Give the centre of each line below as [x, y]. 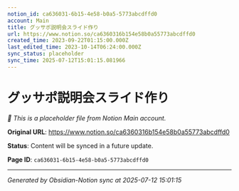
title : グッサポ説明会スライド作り [53, 27]
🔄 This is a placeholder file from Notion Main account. [87, 118]
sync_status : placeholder [46, 54]
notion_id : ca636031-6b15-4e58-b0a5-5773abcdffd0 [83, 14]
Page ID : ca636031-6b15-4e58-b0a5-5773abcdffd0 [78, 159]
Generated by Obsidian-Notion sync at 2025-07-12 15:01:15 [95, 180]
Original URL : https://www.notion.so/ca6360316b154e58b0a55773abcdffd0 [118, 132]
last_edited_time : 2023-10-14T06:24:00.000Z [74, 47]
